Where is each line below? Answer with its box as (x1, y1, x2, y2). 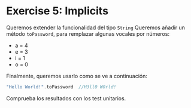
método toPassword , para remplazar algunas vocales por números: (6, 30, 169, 37)
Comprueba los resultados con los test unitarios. (6, 94, 126, 102)
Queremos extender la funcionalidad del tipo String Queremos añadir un (6, 24, 186, 31)
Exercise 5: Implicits (6, 4, 109, 18)
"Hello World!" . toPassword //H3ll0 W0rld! (6, 84, 117, 90)
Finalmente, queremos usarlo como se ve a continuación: (6, 72, 148, 79)
